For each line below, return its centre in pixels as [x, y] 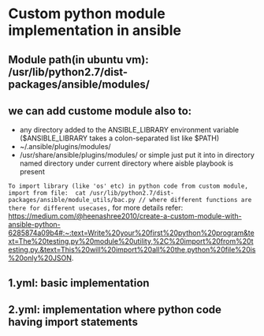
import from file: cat [47, 193]
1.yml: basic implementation [79, 283]
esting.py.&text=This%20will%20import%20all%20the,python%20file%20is [132, 250]
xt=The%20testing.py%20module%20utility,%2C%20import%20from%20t [131, 241]
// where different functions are [195, 200]
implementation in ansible [95, 30]
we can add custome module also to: [100, 111]
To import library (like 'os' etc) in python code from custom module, [128, 186]
